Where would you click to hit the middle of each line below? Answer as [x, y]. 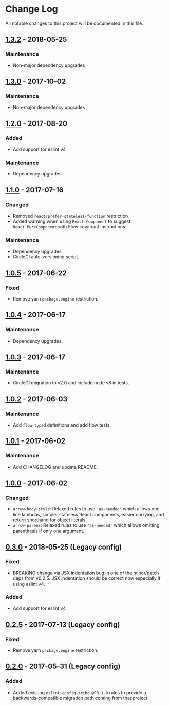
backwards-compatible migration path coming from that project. [81, 698]
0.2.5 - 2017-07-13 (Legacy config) [63, 624]
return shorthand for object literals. [50, 520]
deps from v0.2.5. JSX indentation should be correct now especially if [87, 578]
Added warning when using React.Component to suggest [72, 221]
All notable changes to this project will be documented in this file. [74, 23]
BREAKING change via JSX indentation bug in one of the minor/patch [86, 573]
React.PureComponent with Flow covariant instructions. [70, 226]
